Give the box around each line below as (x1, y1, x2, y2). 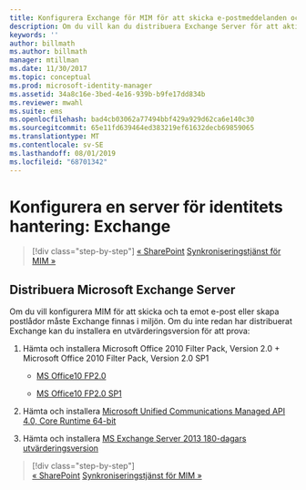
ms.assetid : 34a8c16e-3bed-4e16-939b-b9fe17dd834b (9, 89, 206, 98)
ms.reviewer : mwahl (9, 97, 84, 107)
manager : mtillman (9, 56, 79, 65)
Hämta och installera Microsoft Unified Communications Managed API (22, 406, 286, 417)
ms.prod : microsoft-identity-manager (9, 81, 153, 90)
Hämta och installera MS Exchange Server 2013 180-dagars (22, 434, 247, 444)
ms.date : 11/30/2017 (9, 65, 88, 74)
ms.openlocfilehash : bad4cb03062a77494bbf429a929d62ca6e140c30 (9, 115, 255, 124)
